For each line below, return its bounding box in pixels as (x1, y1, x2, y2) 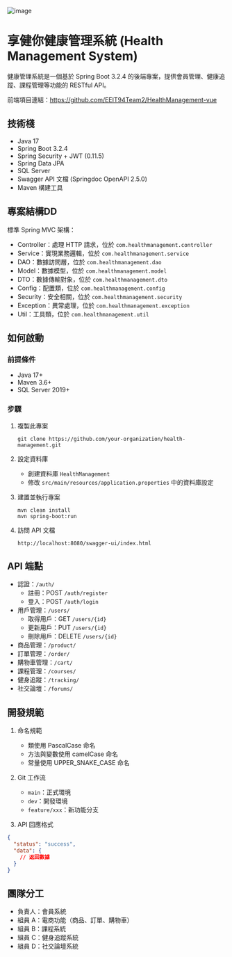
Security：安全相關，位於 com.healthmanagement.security (17, 292, 183, 300)
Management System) (7, 49, 138, 64)
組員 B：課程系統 (17, 925, 66, 933)
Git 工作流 (17, 773, 47, 782)
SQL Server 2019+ (17, 386, 70, 394)
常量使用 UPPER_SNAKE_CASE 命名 (27, 759, 130, 767)
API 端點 (7, 560, 44, 572)
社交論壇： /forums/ (17, 684, 74, 693)
